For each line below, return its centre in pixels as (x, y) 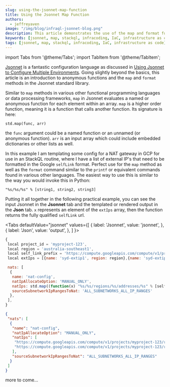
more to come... (22, 380)
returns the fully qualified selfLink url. (45, 215)
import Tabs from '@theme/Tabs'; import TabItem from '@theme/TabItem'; (83, 57)
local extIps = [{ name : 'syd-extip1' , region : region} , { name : (74, 258)
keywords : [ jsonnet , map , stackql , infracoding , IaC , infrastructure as (83, 38)
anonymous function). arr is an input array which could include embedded (83, 138)
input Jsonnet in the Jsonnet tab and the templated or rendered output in (82, 204)
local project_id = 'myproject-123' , (47, 244)
